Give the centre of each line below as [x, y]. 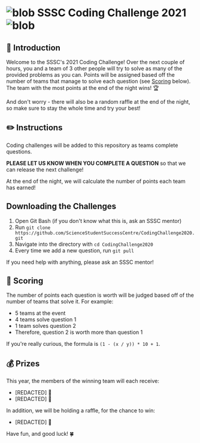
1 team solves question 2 [46, 326]
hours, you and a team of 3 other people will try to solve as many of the [94, 68]
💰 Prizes [23, 364]
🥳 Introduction [34, 48]
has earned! [21, 187]
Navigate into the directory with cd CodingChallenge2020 [84, 244]
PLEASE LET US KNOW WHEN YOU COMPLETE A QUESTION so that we [96, 163]
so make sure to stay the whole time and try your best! [73, 108]
